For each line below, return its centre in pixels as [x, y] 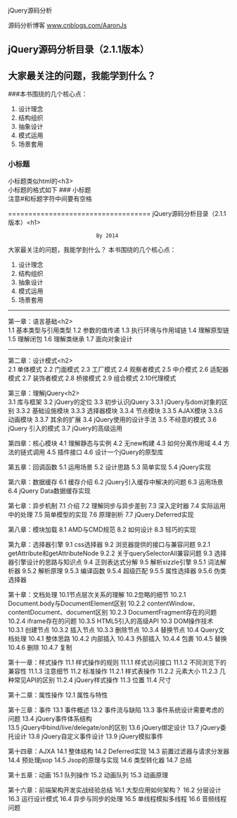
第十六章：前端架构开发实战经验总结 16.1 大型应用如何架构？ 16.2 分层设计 [115, 790]
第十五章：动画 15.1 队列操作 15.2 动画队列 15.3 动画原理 [88, 775]
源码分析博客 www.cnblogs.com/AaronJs [68, 25]
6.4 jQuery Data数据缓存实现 [49, 491]
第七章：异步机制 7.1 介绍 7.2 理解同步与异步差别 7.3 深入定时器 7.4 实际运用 [117, 505]
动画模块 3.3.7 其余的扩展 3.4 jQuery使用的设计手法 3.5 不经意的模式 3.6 [113, 419]
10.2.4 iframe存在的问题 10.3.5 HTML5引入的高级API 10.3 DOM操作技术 [111, 621]
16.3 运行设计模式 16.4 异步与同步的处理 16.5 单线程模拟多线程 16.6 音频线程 [117, 798]
